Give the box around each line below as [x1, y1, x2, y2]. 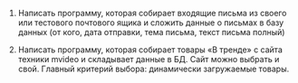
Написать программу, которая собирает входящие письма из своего [17, 8, 287, 18]
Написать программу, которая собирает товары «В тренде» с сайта [17, 44, 283, 55]
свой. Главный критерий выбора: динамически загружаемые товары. [17, 63, 290, 74]
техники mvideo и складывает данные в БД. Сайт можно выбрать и [17, 54, 280, 64]
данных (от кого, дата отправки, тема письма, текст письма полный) [17, 27, 285, 37]
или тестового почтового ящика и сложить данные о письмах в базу [17, 17, 284, 28]
